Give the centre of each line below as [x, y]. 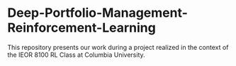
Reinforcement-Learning [82, 28]
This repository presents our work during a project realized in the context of [118, 47]
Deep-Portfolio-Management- [97, 13]
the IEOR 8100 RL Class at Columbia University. [76, 55]
